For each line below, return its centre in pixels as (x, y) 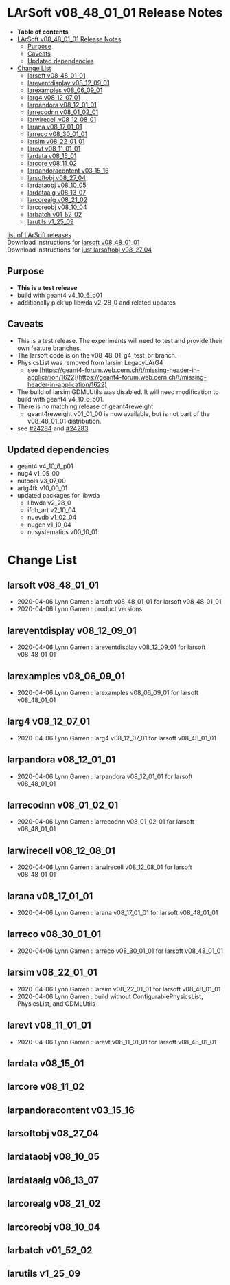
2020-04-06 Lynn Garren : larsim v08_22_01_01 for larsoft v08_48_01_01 (119, 989)
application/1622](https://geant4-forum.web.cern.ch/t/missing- (117, 377)
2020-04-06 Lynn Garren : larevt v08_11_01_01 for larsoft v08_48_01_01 (117, 1042)
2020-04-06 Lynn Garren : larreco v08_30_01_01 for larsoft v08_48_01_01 (120, 951)
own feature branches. (49, 348)
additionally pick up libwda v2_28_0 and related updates (96, 302)
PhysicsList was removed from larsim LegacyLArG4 (90, 362)
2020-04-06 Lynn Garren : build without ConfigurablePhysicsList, (110, 996)
